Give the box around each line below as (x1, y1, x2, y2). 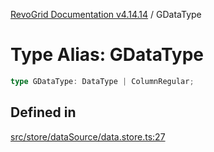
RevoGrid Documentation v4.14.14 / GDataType (10, 9, 202, 20)
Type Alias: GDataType (10, 44, 205, 66)
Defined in (10, 104, 77, 121)
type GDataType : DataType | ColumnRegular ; (10, 76, 195, 86)
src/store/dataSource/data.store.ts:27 (10, 130, 166, 143)
